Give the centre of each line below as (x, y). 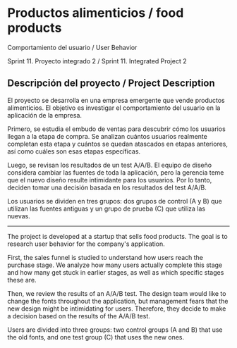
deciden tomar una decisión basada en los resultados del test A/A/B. (107, 187)
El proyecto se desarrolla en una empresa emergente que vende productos (116, 100)
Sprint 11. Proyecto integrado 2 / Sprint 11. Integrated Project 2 (97, 61)
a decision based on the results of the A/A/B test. (79, 316)
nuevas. (19, 216)
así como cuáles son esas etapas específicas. (74, 151)
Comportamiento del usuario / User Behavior (72, 47)
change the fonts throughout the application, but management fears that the (118, 301)
